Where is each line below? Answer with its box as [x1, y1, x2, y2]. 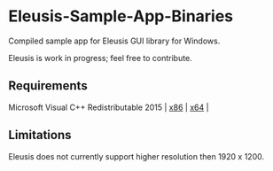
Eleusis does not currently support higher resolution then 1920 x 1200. [8, 151, 265, 161]
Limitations [8, 128, 72, 143]
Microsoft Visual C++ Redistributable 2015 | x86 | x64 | [8, 102, 209, 113]
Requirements [8, 78, 88, 94]
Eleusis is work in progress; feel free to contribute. [8, 52, 192, 63]
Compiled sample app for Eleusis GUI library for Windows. [8, 35, 221, 46]
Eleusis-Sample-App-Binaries [8, 6, 234, 27]
